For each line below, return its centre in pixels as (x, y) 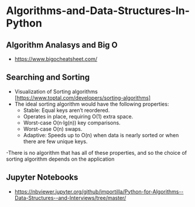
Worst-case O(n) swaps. (53, 129)
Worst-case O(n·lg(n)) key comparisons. (72, 123)
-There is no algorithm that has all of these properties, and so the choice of (97, 152)
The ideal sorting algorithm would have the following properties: (92, 104)
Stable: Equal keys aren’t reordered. (66, 110)
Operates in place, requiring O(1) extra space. (78, 116)
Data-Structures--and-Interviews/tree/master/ (70, 198)
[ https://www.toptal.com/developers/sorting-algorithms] (83, 97)
